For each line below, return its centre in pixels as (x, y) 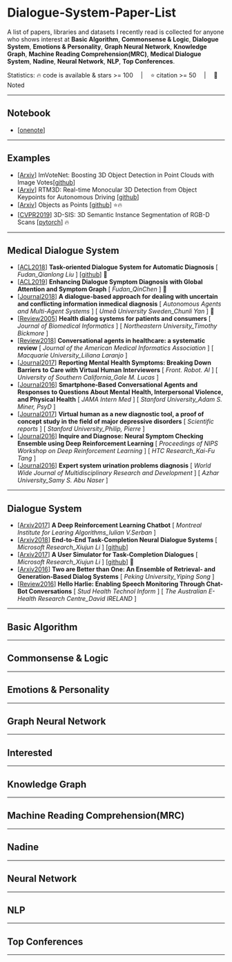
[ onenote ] (31, 130)
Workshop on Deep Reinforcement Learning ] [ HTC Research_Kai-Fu (116, 451)
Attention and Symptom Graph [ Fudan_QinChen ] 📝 (92, 289)
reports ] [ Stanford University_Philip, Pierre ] (81, 429)
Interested (30, 753)
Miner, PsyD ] (36, 407)
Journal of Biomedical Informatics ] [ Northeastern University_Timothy (117, 326)
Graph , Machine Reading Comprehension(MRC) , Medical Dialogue (104, 54)
